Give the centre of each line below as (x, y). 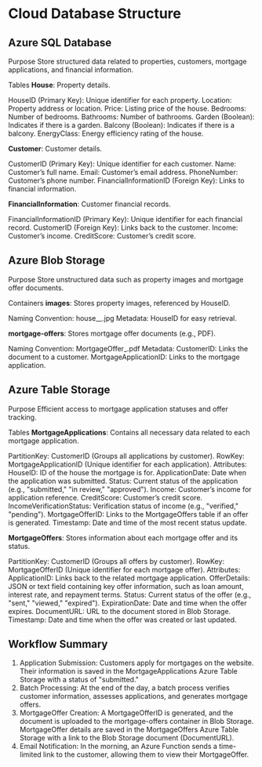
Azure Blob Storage (57, 261)
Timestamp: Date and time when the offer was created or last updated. (122, 620)
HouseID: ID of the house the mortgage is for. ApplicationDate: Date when (127, 472)
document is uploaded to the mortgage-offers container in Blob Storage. (136, 722)
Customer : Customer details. (55, 149)
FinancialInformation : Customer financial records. (89, 204)
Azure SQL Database (60, 43)
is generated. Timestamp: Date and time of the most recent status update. (127, 522)
